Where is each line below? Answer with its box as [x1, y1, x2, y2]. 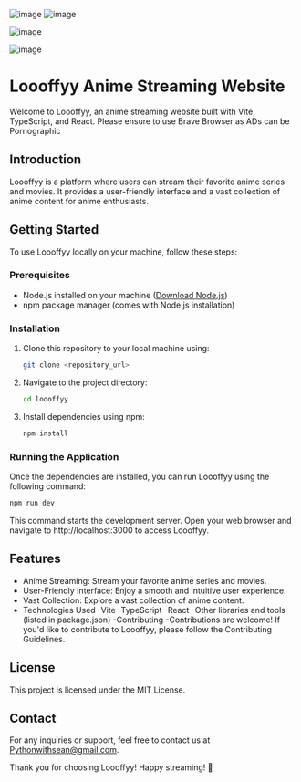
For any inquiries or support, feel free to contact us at [9, 735, 211, 746]
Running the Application [9, 450, 119, 463]
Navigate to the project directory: [22, 377, 148, 388]
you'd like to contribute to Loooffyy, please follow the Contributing [22, 623, 272, 634]
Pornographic [9, 125, 61, 136]
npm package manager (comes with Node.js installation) [22, 299, 235, 310]
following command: [9, 481, 87, 492]
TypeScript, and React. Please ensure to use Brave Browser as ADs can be [9, 115, 290, 127]
